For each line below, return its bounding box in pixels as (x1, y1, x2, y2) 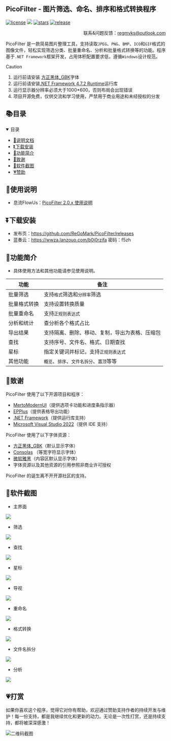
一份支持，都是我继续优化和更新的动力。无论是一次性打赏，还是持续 (19, 713, 161, 719)
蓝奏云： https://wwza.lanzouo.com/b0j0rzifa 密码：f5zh (13, 237, 131, 243)
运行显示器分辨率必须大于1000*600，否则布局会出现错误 (13, 87, 133, 93)
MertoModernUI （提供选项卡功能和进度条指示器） (13, 402, 118, 408)
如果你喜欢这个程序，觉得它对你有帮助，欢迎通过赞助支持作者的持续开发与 (6, 707, 161, 713)
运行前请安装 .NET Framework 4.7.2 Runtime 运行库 (13, 80, 118, 87)
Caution (6, 63, 22, 70)
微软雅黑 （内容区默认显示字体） (13, 455, 80, 461)
